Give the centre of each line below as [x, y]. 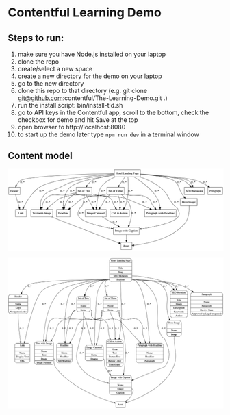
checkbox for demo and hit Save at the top [78, 120]
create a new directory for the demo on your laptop [90, 76]
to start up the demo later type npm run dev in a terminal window [108, 134]
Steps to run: [36, 38]
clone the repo [38, 62]
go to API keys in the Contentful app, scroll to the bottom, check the [113, 112]
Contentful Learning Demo [85, 13]
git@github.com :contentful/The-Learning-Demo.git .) [92, 98]
